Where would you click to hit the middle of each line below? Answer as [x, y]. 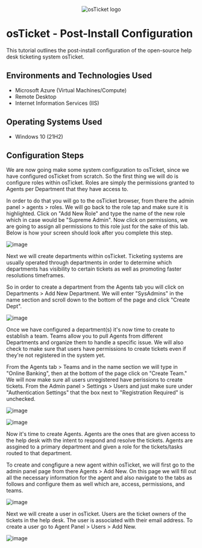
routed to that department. [39, 453]
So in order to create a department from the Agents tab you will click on [95, 287]
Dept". [14, 306]
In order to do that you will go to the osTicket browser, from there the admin [100, 201]
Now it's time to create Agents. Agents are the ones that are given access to [101, 434]
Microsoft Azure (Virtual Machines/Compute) [71, 90]
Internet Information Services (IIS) [57, 103]
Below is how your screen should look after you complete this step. [90, 233]
